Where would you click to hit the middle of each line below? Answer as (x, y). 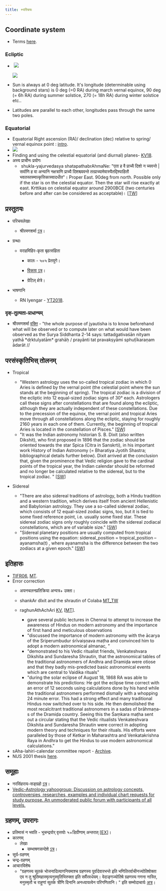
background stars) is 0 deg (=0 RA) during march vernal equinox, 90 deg (86, 90)
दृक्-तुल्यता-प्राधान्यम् (24, 313)
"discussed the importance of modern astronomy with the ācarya (93, 635)
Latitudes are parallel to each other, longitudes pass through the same (83, 110)
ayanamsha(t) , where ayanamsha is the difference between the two (89, 543)
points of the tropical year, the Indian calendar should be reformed (87, 466)
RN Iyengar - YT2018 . (42, 300)
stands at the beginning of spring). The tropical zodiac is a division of (90, 392)
